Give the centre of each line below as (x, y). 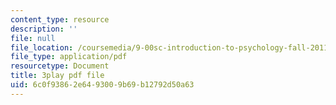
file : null (33, 38)
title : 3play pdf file (57, 76)
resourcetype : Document (60, 66)
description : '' (44, 29)
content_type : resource (60, 19)
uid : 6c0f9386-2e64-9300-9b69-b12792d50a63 (102, 85)
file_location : (42, 47)
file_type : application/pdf (69, 57)
